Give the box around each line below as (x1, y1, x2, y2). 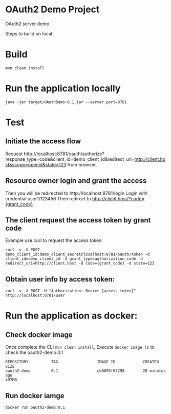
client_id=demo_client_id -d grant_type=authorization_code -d (5, 256, 143, 261)
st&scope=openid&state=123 (5, 161, 67, 167)
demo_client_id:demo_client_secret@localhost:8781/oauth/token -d (5, 252, 150, 257)
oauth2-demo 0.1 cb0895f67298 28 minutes (5, 368, 166, 373)
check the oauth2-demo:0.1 (5, 349, 63, 355)
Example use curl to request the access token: (5, 237, 103, 243)
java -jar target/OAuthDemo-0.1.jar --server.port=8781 (5, 99, 127, 105)
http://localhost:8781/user (5, 293, 66, 298)
